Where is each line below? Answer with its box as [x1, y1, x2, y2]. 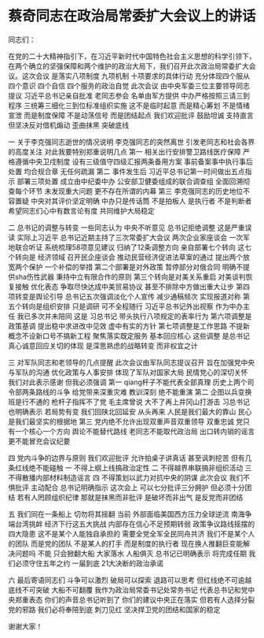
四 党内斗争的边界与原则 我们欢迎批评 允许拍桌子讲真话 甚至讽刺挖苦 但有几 [8, 453, 252, 462]
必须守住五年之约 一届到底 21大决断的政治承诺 [14, 558, 164, 568]
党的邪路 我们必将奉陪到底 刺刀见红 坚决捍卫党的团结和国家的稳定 [8, 604, 221, 614]
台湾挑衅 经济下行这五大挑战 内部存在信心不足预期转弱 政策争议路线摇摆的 [14, 519, 255, 529]
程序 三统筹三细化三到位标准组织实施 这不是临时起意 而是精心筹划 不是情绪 [8, 100, 250, 110]
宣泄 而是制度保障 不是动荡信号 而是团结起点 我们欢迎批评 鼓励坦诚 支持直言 [8, 110, 254, 120]
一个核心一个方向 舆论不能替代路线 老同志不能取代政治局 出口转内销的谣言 [14, 426, 255, 436]
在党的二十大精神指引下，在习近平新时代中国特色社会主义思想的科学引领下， [8, 51, 256, 61]
